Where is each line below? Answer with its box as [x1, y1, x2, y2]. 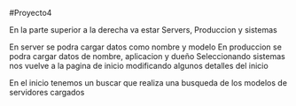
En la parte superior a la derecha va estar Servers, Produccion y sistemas [9, 25, 277, 34]
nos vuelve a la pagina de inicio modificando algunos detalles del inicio [9, 61, 269, 71]
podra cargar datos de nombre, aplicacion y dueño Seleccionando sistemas [9, 51, 285, 61]
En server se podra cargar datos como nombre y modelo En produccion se [9, 42, 282, 52]
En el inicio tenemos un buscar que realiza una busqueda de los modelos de [9, 78, 288, 87]
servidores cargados [9, 87, 85, 97]
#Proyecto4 [9, 8, 52, 18]
